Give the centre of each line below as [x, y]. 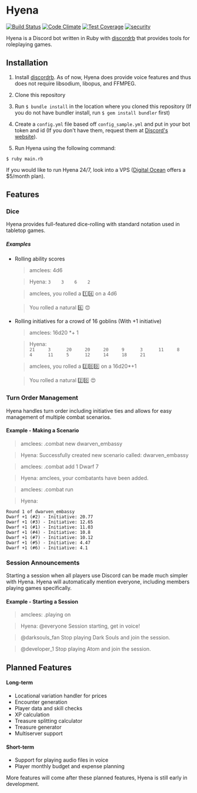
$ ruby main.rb [25, 159]
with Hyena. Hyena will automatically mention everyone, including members [98, 582]
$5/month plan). [26, 176]
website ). [26, 136]
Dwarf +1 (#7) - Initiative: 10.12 [50, 537]
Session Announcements [43, 563]
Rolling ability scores [40, 259]
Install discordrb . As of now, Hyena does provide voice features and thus [103, 77]
